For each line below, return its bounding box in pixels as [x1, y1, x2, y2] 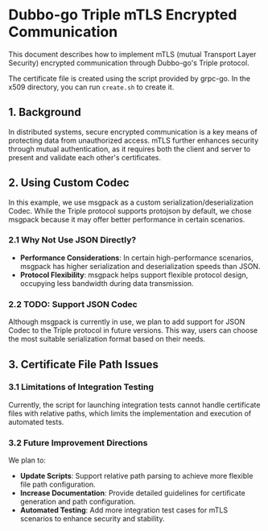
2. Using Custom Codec [8, 176, 130, 190]
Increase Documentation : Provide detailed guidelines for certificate [19, 488, 245, 498]
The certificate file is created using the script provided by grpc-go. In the [8, 73, 251, 83]
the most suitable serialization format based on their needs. [8, 334, 206, 344]
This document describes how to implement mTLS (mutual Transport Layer [8, 49, 257, 59]
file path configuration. [19, 479, 97, 489]
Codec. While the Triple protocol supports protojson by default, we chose [8, 205, 252, 215]
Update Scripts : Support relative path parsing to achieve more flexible [19, 471, 254, 481]
